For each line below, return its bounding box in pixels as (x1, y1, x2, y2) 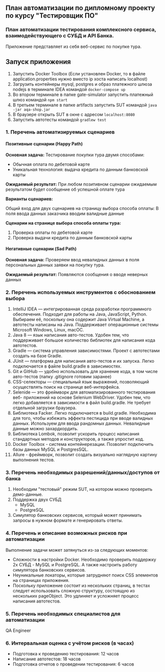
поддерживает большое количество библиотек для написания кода (12, 337, 156, 343)
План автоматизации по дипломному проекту (5, 4, 155, 12)
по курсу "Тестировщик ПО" (5, 12, 98, 20)
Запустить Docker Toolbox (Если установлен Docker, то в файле (12, 70, 146, 76)
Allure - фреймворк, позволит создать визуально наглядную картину (12, 452, 157, 458)
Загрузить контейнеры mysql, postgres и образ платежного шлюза (12, 81, 152, 87)
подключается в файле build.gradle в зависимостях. (12, 363, 122, 369)
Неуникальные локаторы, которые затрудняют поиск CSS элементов (12, 572, 158, 578)
